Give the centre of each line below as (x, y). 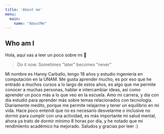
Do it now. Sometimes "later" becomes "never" (64, 65)
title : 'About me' (24, 10)
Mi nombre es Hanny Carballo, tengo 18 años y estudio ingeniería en (74, 74)
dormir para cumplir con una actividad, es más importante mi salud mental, (81, 116)
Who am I (20, 43)
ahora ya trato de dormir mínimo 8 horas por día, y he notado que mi (74, 121)
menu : (11, 14)
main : (15, 19)
